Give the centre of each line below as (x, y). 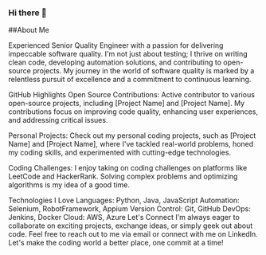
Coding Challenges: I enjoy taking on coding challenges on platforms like (128, 168)
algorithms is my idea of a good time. (69, 185)
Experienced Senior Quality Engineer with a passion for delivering (116, 45)
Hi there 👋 (28, 13)
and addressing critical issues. (58, 120)
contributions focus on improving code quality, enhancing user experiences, (133, 112)
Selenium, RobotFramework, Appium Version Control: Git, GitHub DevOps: (129, 209)
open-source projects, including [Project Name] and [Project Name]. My (127, 104)
